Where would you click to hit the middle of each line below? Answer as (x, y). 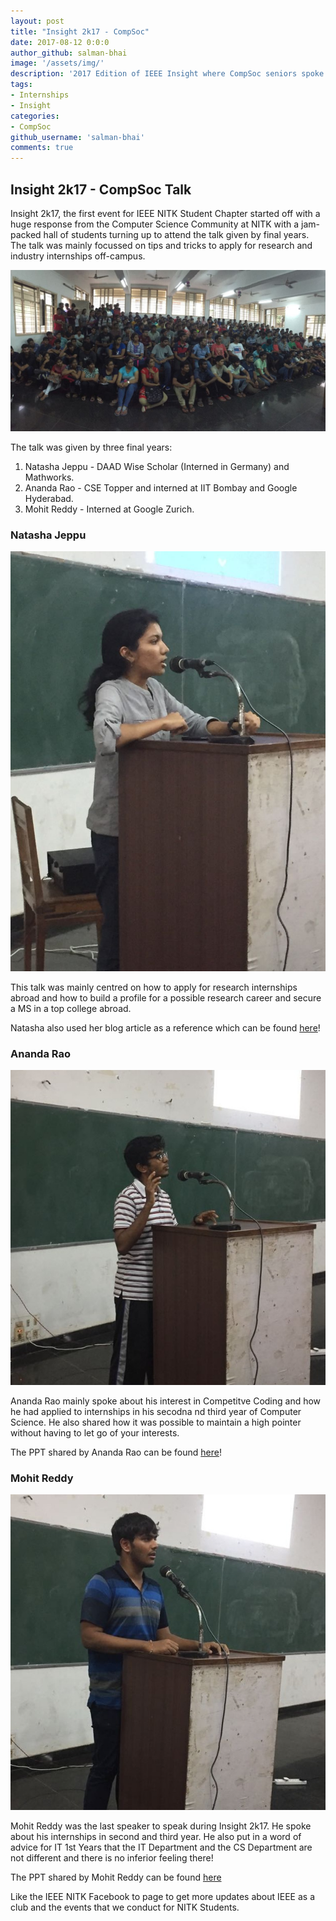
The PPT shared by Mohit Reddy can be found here (116, 1877)
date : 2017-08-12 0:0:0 (60, 42)
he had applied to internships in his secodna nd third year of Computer (156, 1411)
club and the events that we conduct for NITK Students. (125, 1907)
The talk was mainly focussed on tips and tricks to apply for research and (161, 245)
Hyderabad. (49, 498)
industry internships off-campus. (78, 256)
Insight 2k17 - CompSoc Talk (101, 189)
